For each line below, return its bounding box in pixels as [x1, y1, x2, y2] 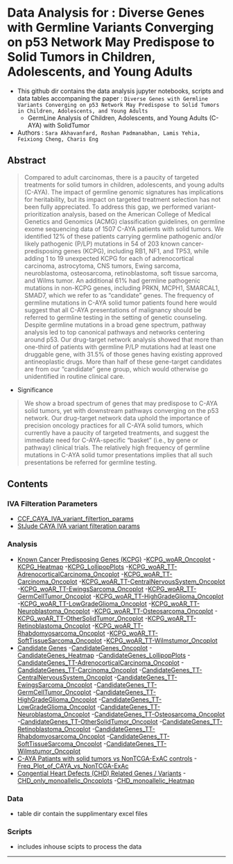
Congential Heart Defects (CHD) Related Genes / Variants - [17, 769, 186, 777]
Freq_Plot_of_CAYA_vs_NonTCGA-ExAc [17, 761, 129, 770]
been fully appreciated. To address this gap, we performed [24, 203, 193, 211]
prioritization [24, 210, 61, 218]
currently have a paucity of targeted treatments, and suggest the [24, 428, 209, 437]
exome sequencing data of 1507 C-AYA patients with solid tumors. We [24, 224, 224, 233]
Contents [7, 478, 49, 490]
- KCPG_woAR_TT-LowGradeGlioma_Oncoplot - [17, 599, 152, 608]
